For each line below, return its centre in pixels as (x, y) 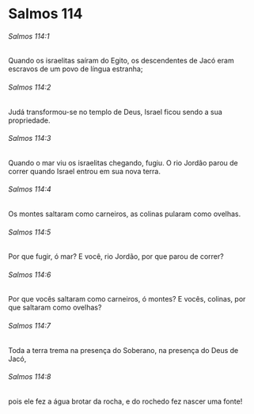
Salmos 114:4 (30, 189)
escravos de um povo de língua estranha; (76, 69)
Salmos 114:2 (30, 87)
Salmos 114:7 (30, 326)
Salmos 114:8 (30, 377)
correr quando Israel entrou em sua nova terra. (84, 171)
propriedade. (29, 120)
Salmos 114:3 (30, 139)
